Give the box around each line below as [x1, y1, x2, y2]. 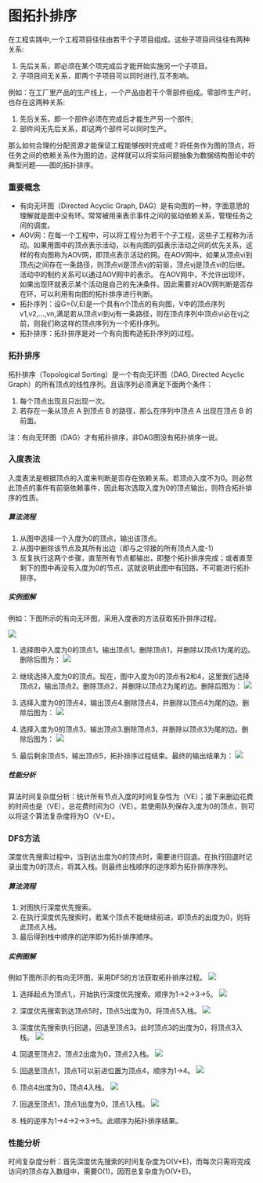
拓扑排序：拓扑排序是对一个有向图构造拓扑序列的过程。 [19, 329, 198, 338]
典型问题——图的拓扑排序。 [8, 160, 98, 170]
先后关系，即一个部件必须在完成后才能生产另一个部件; [19, 114, 194, 123]
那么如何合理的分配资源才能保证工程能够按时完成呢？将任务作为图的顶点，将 [8, 141, 255, 150]
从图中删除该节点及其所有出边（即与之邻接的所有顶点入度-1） [19, 543, 218, 553]
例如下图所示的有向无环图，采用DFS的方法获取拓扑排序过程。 [8, 973, 207, 982]
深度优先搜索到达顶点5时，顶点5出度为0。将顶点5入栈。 [19, 1006, 201, 1015]
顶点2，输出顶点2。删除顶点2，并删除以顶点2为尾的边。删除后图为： [19, 681, 243, 691]
